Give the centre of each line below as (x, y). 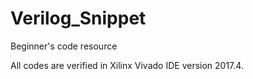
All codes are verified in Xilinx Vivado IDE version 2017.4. (127, 65)
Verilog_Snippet (78, 18)
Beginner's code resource (64, 46)
